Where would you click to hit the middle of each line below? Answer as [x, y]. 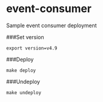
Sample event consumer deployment [51, 25]
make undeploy [24, 92]
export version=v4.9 [32, 48]
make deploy [21, 70]
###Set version [25, 37]
